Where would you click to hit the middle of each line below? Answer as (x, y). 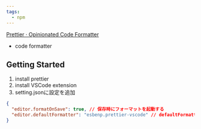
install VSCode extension (46, 85)
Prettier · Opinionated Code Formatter (53, 34)
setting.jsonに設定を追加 (45, 93)
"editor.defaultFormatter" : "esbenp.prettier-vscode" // (84, 115)
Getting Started (36, 64)
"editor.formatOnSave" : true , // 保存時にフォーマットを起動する (88, 109)
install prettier (32, 79)
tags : (13, 12)
